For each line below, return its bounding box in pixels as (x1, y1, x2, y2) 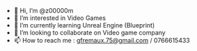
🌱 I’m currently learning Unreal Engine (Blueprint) (13, 21, 155, 29)
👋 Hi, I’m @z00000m (13, 7, 74, 14)
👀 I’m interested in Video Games (13, 14, 107, 22)
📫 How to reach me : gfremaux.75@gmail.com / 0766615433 (13, 37, 190, 44)
